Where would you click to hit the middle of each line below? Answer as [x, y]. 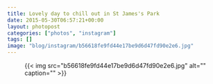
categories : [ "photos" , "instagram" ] [62, 33]
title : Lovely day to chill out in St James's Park [83, 14]
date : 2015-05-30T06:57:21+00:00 [56, 20]
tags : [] [20, 40]
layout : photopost [34, 26]
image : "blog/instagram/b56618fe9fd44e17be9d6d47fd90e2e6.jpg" [101, 46]
